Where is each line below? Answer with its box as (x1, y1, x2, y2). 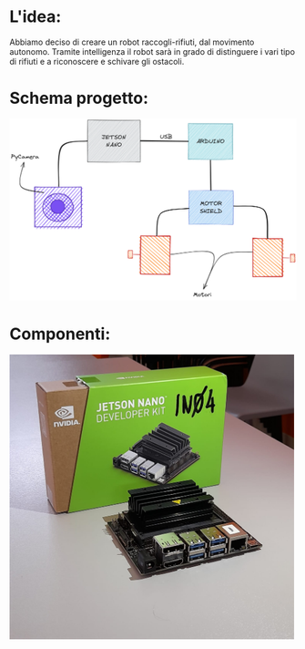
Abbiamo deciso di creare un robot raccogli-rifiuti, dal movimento (9, 36, 255, 47)
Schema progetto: (9, 88, 148, 108)
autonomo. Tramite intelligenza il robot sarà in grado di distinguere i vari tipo (9, 46, 296, 57)
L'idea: (9, 6, 62, 27)
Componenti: (9, 324, 111, 345)
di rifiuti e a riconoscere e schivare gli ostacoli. (9, 56, 185, 67)
